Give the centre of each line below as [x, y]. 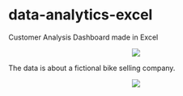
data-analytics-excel [81, 15]
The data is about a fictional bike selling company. [92, 68]
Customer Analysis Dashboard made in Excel [83, 37]
